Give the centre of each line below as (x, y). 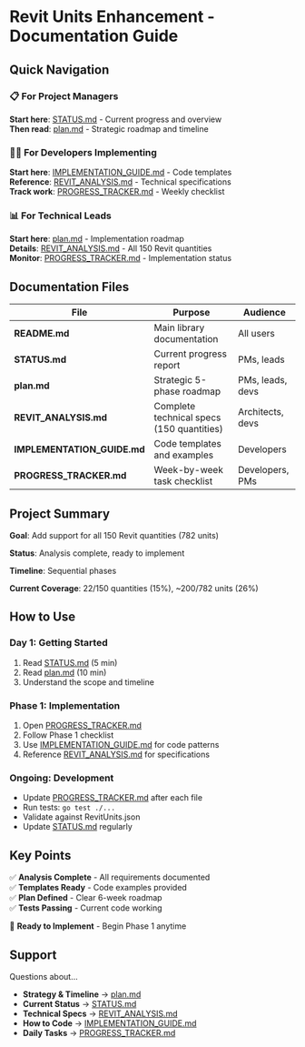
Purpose (191, 313)
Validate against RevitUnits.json (81, 817)
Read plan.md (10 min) (64, 672)
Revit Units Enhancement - (112, 17)
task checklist (183, 481)
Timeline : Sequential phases (63, 571)
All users (256, 334)
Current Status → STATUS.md (79, 1004)
